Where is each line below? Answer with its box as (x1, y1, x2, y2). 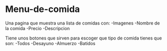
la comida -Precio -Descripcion (5, 25, 70, 31)
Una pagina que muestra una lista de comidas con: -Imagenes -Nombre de (5, 20, 160, 26)
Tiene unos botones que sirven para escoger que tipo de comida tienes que (5, 35, 162, 41)
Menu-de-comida (5, 3, 80, 15)
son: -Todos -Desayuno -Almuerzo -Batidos (5, 40, 96, 46)
